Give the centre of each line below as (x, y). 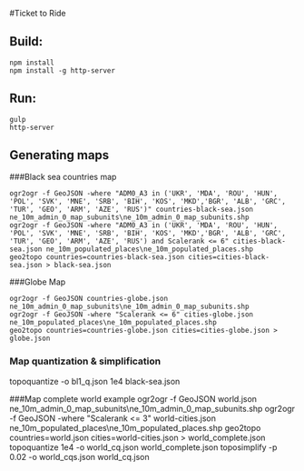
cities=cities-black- (229, 257)
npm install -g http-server (63, 70)
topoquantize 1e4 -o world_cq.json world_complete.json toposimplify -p (143, 447)
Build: (26, 41)
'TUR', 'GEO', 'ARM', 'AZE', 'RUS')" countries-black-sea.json (132, 210)
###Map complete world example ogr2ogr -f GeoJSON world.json (133, 398)
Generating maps (59, 155)
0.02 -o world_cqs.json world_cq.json (79, 456)
